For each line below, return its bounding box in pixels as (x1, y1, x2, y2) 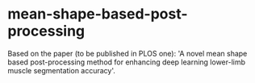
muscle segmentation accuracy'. (7, 65, 116, 75)
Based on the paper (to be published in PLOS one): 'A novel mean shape (7, 48, 248, 58)
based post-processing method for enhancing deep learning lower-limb (7, 57, 246, 67)
